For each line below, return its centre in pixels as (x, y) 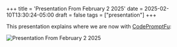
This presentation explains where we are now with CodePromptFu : (89, 26)
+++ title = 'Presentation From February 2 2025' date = (75, 9)
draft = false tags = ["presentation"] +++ (106, 15)
